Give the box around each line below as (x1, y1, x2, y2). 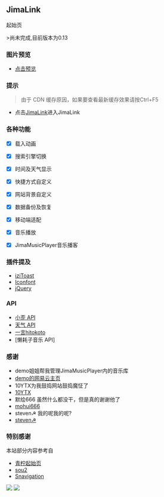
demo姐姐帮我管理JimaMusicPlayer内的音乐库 (14, 367, 129, 375)
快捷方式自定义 (14, 178, 52, 185)
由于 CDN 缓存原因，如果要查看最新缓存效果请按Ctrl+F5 (20, 96, 159, 103)
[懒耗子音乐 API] (14, 336, 55, 343)
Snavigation (14, 473, 45, 480)
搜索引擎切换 (14, 152, 47, 160)
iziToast (14, 271, 35, 279)
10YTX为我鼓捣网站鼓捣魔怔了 (14, 382, 89, 390)
